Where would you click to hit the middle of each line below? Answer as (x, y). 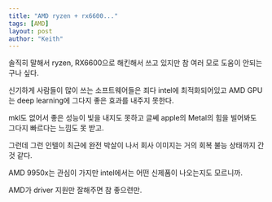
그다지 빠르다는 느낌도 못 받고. (56, 128)
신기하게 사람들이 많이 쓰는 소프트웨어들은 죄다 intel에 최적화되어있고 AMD (127, 90)
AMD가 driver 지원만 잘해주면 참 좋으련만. (75, 190)
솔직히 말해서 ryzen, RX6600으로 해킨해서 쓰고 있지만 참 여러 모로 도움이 (125, 63)
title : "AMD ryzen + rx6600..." (63, 16)
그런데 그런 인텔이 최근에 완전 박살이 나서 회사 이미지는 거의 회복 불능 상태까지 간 (136, 145)
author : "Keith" (36, 39)
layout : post (31, 31)
